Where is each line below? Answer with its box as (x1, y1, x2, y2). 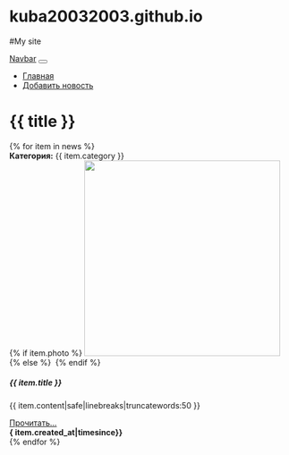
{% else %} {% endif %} (9, 357, 101, 367)
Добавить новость (21, 80, 94, 90)
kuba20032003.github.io (9, 6, 203, 27)
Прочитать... (9, 417, 57, 428)
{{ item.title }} (9, 377, 63, 388)
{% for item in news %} (9, 140, 96, 151)
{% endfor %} (9, 436, 61, 447)
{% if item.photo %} (9, 347, 83, 358)
